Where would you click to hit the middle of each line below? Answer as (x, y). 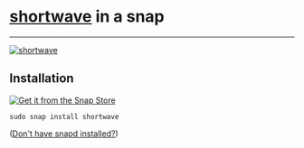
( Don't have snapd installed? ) (64, 134)
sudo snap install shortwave (64, 116)
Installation (42, 79)
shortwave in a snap (87, 17)
